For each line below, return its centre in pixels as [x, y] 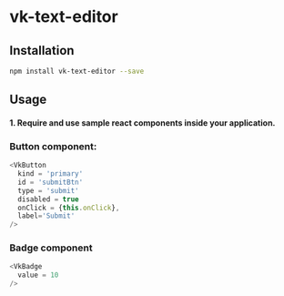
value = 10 [38, 275]
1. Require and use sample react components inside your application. [142, 122]
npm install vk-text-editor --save [77, 71]
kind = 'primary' [51, 174]
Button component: [53, 146]
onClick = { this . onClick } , [69, 208]
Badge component [51, 248]
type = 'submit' [48, 190]
